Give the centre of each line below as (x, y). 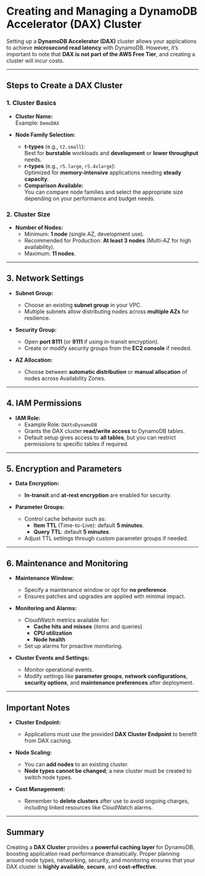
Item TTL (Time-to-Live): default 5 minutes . (89, 525)
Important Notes (38, 708)
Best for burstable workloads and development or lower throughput (111, 153)
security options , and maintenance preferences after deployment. (109, 683)
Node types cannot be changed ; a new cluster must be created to (108, 770)
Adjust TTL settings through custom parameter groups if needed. (106, 538)
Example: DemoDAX (37, 123)
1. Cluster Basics (31, 103)
